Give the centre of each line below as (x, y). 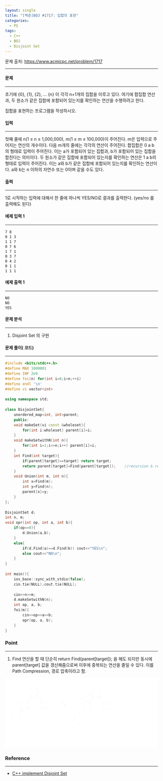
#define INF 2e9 (21, 373)
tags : (10, 31)
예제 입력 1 (15, 216)
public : (21, 420)
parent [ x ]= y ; (36, 492)
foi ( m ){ (21, 610)
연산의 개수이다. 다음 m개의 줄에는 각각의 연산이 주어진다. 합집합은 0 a (84, 145)
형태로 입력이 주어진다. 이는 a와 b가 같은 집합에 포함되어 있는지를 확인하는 (75, 164)
